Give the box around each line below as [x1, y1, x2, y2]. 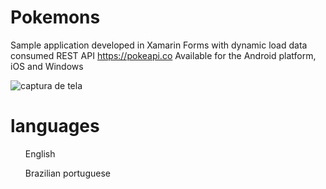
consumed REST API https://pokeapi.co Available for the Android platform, [10, 49, 317, 61]
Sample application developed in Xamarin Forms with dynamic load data [10, 39, 308, 51]
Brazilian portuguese [24, 167, 111, 179]
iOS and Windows [10, 60, 84, 72]
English [24, 147, 56, 160]
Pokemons [10, 6, 101, 29]
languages [10, 115, 100, 138]
